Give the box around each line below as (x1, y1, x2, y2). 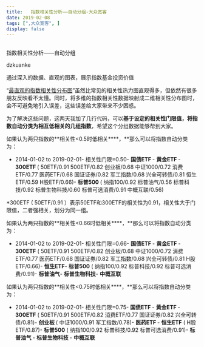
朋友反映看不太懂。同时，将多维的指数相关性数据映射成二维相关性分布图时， (6, 94, 198, 101)
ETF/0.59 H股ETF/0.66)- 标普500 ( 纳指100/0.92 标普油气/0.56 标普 (15, 178, 185, 186)
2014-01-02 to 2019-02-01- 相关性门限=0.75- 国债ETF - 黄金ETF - (15, 303, 180, 311)
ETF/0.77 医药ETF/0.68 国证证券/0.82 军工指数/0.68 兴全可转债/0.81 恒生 (15, 170, 197, 178)
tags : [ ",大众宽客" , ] (6, 20, 60, 26)
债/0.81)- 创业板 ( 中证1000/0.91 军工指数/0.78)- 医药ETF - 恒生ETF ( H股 (15, 318, 196, 326)
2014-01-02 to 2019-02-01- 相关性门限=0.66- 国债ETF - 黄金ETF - (15, 240, 181, 247)
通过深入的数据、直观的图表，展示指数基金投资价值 (6, 73, 134, 81)
